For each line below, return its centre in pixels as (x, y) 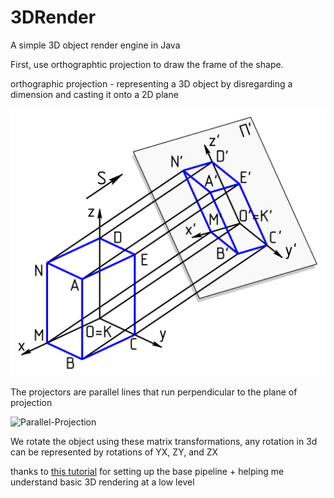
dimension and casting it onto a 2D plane (94, 94)
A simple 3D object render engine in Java (95, 45)
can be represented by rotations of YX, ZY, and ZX (114, 452)
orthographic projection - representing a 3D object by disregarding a (151, 83)
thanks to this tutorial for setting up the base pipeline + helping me (147, 472)
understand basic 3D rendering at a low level (102, 482)
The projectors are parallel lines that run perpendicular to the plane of (154, 392)
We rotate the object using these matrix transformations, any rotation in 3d (164, 442)
